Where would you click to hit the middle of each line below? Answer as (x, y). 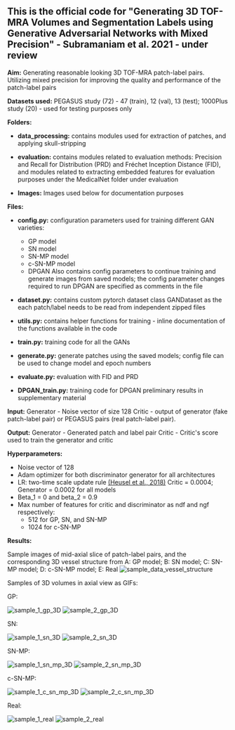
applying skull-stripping (52, 143)
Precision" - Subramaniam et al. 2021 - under (108, 45)
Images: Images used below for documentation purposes (100, 193)
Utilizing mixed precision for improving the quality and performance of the (114, 79)
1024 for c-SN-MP (54, 527)
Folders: (20, 122)
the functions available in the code (67, 328)
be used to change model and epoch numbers (84, 363)
